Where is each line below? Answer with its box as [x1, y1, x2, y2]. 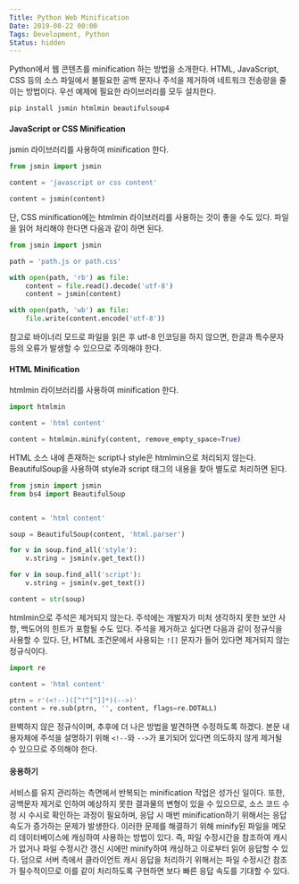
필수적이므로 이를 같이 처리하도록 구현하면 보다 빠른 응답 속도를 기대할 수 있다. [18, 865, 290, 877]
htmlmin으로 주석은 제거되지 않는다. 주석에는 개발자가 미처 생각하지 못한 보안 [9, 612, 277, 623]
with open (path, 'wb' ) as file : [9, 306, 129, 315]
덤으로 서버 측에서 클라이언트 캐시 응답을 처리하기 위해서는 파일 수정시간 [21, 854, 271, 865]
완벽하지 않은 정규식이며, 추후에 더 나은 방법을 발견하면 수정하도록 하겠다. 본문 [9, 721, 281, 732]
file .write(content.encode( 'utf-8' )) [25, 314, 166, 323]
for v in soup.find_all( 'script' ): [9, 570, 142, 580]
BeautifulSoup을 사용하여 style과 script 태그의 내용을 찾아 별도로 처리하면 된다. [9, 463, 287, 474]
